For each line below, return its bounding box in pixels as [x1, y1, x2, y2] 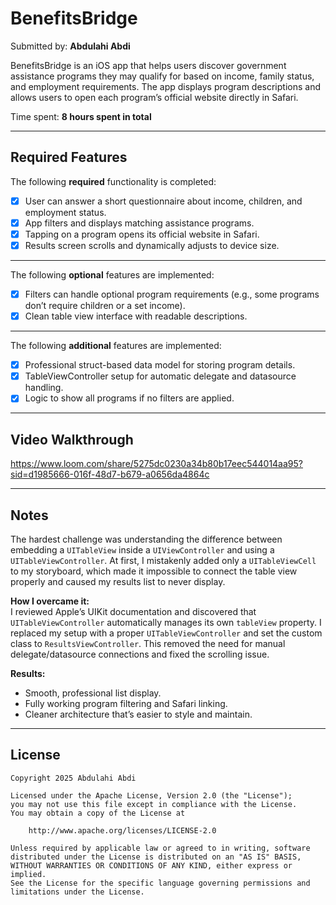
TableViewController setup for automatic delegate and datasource [24, 370, 297, 382]
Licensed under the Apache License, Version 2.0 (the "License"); [10, 790, 293, 801]
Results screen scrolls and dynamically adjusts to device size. [24, 239, 280, 251]
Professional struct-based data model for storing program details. [24, 359, 296, 371]
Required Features [10, 149, 128, 166]
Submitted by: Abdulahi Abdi [10, 40, 131, 52]
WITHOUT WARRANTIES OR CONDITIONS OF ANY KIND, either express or [10, 860, 293, 871]
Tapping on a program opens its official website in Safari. [24, 228, 260, 240]
